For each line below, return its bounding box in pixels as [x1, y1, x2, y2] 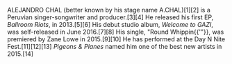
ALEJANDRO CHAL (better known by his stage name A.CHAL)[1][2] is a [7, 6, 210, 14]
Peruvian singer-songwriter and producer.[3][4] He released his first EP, [7, 13, 214, 21]
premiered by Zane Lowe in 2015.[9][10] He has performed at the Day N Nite [7, 35, 226, 43]
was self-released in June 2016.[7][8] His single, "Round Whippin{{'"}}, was [7, 28, 224, 36]
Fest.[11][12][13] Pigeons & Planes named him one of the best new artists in [7, 43, 222, 50]
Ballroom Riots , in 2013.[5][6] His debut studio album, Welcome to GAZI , [7, 21, 214, 28]
